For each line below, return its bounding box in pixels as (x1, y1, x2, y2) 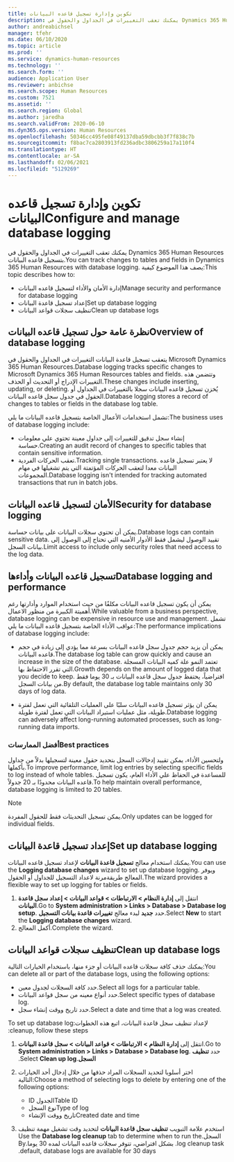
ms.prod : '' (8, 49, 42, 56)
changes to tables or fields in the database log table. (8, 399, 158, 408)
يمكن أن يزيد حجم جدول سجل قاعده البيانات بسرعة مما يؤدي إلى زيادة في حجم (17, 643, 224, 651)
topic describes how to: (8, 270, 76, 278)
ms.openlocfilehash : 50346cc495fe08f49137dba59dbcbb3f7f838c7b (8, 133, 195, 140)
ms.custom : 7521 (8, 95, 55, 102)
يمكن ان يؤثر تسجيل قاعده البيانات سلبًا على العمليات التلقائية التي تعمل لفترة (17, 701, 217, 708)
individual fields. (8, 820, 55, 828)
